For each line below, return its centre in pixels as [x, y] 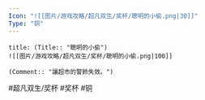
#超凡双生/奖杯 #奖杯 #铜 [51, 88]
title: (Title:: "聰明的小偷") [58, 47]
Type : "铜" [26, 24]
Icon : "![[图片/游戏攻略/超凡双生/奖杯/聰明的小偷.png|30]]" [103, 16]
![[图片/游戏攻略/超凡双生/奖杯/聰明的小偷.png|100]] [90, 56]
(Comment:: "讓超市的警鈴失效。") [61, 72]
